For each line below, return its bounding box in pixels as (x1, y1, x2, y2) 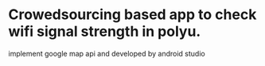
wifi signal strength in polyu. (8, 22, 201, 41)
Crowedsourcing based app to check (8, 6, 257, 24)
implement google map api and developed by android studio (8, 49, 205, 58)
